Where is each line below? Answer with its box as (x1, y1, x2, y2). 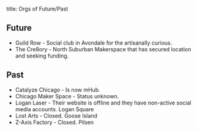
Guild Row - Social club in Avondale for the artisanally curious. (15, 39, 173, 46)
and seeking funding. (15, 52, 69, 59)
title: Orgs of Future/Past (6, 5, 69, 12)
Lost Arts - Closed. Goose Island (15, 112, 98, 119)
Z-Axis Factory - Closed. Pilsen (15, 119, 94, 126)
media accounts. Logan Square (15, 105, 94, 112)
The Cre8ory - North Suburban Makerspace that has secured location (15, 45, 191, 53)
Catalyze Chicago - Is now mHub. (15, 86, 100, 94)
